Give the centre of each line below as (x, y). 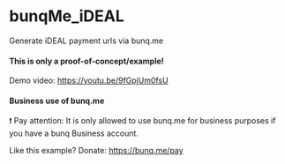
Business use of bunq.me (57, 101)
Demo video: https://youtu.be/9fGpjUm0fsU (89, 80)
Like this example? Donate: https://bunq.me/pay (96, 151)
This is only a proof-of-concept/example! (87, 61)
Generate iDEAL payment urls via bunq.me (86, 41)
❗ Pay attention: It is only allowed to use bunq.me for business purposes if (142, 121)
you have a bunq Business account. (74, 133)
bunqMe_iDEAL (67, 16)
